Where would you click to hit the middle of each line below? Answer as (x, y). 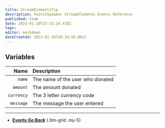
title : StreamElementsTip (31, 10)
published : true (22, 19)
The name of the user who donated (73, 79)
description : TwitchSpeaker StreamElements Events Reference (69, 14)
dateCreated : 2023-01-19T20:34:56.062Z (46, 37)
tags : (11, 28)
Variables (20, 57)
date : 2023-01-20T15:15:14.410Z (38, 23)
